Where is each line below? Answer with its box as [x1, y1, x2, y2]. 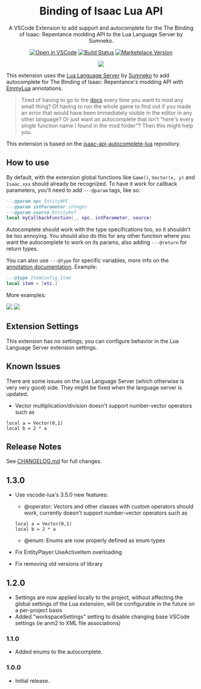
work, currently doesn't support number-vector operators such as [23, 509, 188, 517]
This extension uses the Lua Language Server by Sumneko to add [6, 71, 170, 79]
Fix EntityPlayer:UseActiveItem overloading [14, 548, 122, 556]
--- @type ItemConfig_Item [6, 275, 71, 281]
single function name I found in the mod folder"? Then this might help [20, 122, 194, 129]
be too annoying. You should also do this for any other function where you [6, 232, 190, 240]
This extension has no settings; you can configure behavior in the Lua [6, 337, 179, 345]
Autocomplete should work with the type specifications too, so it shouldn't [6, 226, 191, 233]
